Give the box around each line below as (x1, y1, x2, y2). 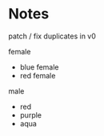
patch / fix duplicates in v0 (8, 31, 96, 41)
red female (19, 70, 56, 80)
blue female (19, 62, 59, 72)
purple (19, 110, 42, 120)
